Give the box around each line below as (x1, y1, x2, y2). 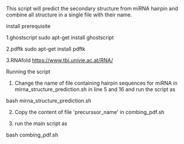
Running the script (6, 68, 51, 75)
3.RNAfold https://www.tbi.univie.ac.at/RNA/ (6, 57, 113, 63)
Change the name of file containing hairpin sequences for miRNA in (14, 79, 178, 86)
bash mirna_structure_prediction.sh (6, 97, 92, 104)
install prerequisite (6, 23, 51, 29)
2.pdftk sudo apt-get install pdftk (6, 45, 86, 52)
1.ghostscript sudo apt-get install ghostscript (6, 34, 114, 41)
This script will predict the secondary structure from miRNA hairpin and (6, 5, 179, 12)
